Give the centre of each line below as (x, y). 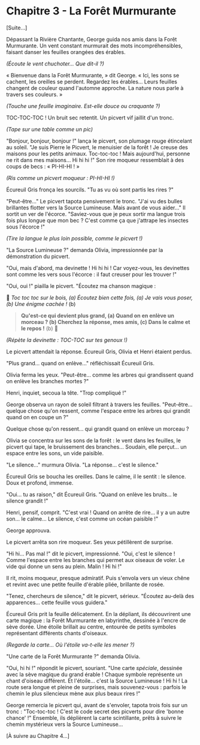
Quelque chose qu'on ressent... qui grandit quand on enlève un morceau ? (98, 429)
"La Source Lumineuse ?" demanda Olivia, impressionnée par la (85, 250)
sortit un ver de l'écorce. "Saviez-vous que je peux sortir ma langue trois (96, 214)
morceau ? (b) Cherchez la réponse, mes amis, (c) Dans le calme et (105, 322)
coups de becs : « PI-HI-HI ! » (43, 166)
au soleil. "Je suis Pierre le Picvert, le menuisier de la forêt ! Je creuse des (97, 147)
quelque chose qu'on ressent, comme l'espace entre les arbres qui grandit (98, 411)
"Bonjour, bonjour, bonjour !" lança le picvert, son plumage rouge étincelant (99, 141)
